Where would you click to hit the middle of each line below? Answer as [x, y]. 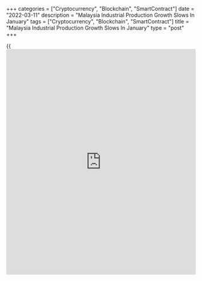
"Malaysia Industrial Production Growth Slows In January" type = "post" [95, 28]
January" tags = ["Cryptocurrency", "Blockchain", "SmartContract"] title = [98, 21]
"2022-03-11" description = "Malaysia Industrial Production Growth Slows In [100, 15]
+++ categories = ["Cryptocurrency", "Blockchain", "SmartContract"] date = [100, 9]
